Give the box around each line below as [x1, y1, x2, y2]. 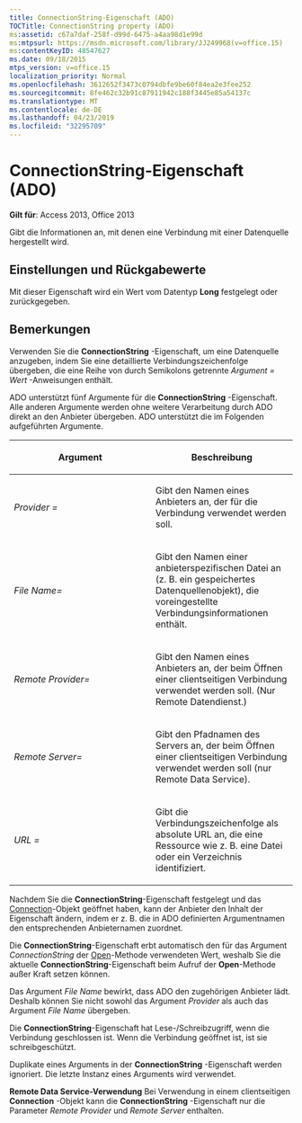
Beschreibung [191, 450, 253, 463]
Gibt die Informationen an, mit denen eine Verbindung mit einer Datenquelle [9, 227, 289, 237]
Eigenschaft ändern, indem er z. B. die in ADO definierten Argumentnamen [9, 913, 286, 923]
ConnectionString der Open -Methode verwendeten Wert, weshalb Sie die [9, 949, 281, 960]
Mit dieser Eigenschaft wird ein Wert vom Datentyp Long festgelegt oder [9, 286, 279, 297]
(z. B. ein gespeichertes [155, 573, 256, 585]
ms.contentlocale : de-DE [9, 105, 102, 114]
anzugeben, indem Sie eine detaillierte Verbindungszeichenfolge [9, 355, 249, 366]
